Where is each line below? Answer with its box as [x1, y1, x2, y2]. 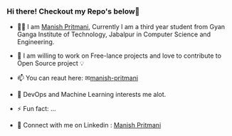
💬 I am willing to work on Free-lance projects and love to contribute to [16, 51, 222, 60]
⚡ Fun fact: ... [16, 105, 56, 113]
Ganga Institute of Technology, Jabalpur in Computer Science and [16, 30, 211, 38]
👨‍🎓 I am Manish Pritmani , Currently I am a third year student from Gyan [16, 23, 226, 31]
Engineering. [16, 38, 55, 46]
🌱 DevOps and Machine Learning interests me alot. [16, 90, 167, 99]
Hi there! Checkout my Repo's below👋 [6, 6, 140, 16]
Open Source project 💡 [16, 59, 85, 68]
